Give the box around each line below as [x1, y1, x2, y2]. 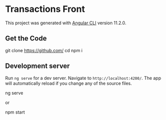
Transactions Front [5, 3, 85, 15]
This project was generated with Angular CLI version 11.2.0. [5, 20, 127, 26]
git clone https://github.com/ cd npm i [5, 47, 83, 53]
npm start [5, 109, 25, 115]
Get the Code [5, 34, 47, 43]
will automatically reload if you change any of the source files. [5, 80, 132, 86]
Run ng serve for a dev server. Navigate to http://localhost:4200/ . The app [5, 75, 162, 81]
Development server [5, 62, 70, 70]
